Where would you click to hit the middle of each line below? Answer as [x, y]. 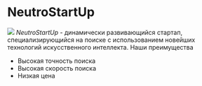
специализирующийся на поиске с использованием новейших [101, 40]
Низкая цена [36, 76]
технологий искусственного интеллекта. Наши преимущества [101, 47]
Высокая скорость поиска [57, 68]
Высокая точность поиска [56, 61]
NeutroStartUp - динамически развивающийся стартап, [99, 32]
